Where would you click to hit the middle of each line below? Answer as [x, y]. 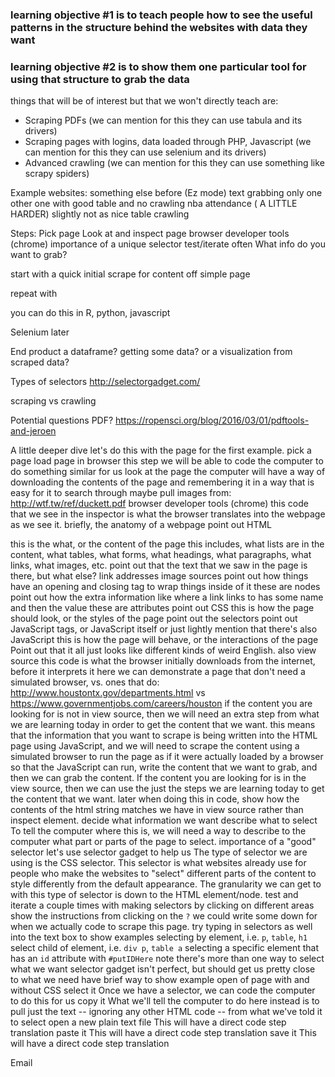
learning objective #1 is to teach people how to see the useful [161, 15]
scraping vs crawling [53, 401]
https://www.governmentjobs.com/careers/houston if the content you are [161, 704]
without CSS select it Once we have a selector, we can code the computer [163, 990]
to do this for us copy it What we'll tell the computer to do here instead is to [165, 1001]
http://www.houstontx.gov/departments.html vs [108, 693]
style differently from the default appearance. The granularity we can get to [166, 884]
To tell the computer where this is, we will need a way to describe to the [158, 831]
